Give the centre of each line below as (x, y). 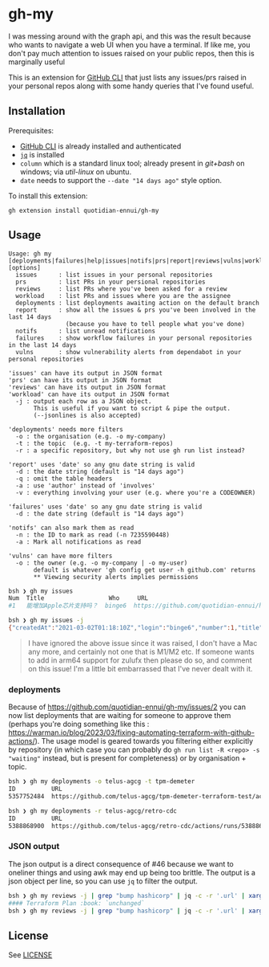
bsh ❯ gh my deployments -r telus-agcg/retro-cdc (93, 811)
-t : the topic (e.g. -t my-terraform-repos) (94, 443)
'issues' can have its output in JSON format (85, 373)
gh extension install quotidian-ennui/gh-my (84, 210)
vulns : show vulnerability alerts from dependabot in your (128, 352)
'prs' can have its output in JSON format (80, 380)
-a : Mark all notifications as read (78, 542)
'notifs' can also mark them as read (71, 528)
